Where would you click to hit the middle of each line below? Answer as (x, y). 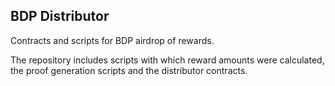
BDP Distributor (60, 16)
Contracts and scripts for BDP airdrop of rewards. (112, 40)
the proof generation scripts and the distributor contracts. (129, 70)
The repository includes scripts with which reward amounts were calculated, (167, 60)
